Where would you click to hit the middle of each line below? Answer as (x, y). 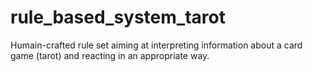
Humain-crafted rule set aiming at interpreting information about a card (156, 45)
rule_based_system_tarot (118, 17)
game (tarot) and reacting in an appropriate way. (110, 55)
